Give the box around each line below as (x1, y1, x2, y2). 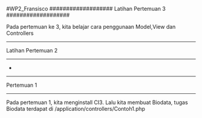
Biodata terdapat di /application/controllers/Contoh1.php (6, 105, 145, 112)
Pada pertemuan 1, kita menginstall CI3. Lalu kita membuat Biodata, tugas (6, 99, 188, 106)
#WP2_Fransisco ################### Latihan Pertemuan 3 (6, 5, 166, 12)
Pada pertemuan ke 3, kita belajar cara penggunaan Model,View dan (6, 23, 176, 30)
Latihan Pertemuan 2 (6, 47, 58, 54)
